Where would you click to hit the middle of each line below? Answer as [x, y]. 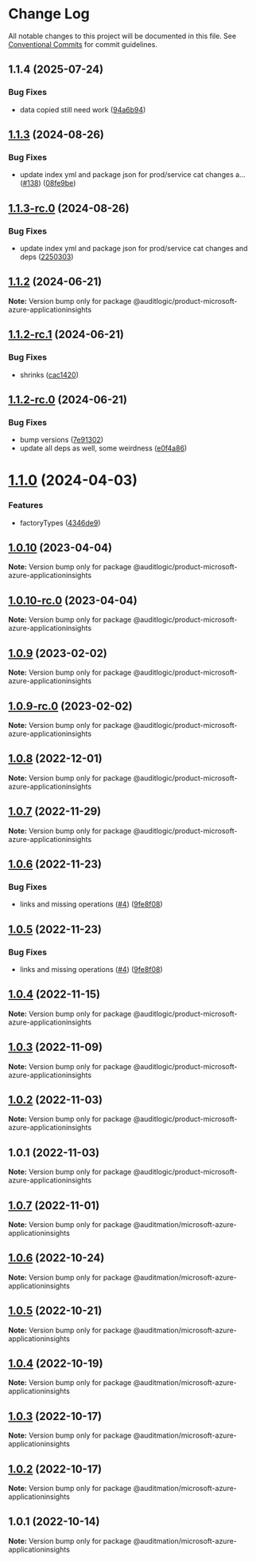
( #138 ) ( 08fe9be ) [48, 183]
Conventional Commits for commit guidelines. [83, 44]
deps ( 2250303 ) [47, 257]
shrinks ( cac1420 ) [49, 375]
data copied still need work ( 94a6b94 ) [83, 109]
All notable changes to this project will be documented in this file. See [122, 36]
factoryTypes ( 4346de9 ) [60, 522]
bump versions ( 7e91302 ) [62, 440]
